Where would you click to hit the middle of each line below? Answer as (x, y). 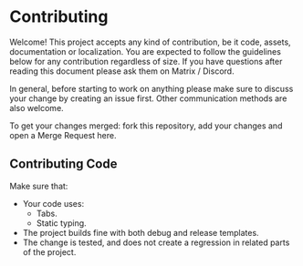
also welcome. (37, 107)
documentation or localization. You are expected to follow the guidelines (145, 51)
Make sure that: (39, 186)
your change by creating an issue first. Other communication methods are (148, 98)
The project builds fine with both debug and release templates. (141, 232)
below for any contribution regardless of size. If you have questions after (146, 61)
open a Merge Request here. (63, 135)
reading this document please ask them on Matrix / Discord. (122, 71)
